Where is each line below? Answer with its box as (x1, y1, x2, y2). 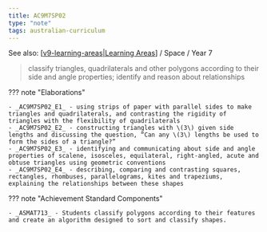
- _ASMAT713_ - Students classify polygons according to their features (8, 209, 256, 218)
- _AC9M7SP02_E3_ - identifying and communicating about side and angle (8, 145, 256, 153)
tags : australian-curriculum (8, 26, 106, 34)
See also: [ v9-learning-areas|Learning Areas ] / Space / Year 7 (8, 49, 213, 58)
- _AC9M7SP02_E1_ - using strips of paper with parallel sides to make (8, 103, 252, 112)
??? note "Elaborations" (8, 88, 86, 97)
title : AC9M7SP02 (8, 11, 66, 20)
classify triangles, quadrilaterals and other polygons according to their (27, 64, 260, 73)
